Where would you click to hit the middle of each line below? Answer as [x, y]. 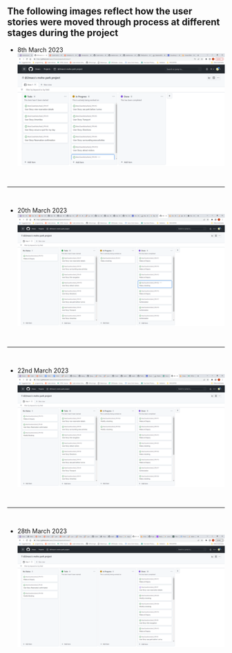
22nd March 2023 [43, 370]
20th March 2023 [42, 210]
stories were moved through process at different [114, 23]
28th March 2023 [42, 531]
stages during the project [63, 33]
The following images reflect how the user [100, 11]
